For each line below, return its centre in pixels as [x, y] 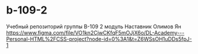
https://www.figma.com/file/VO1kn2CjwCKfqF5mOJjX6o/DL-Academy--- [95, 32]
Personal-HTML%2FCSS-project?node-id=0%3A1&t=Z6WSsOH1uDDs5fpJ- [99, 39]
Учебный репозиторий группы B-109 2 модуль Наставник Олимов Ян [94, 26]
